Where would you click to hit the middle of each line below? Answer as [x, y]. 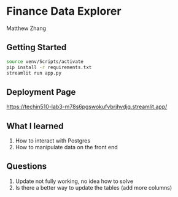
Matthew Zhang [26, 28]
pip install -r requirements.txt [49, 67]
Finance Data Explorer [64, 11]
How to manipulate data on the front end [66, 147]
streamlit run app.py [34, 73]
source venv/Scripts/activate [45, 61]
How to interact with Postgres [53, 141]
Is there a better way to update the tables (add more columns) [94, 187]
